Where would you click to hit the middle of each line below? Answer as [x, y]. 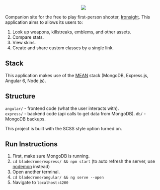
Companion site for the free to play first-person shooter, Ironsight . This [78, 17]
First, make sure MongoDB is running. [51, 156]
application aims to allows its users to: [44, 22]
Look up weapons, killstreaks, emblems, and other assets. [72, 32]
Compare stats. [28, 37]
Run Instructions [32, 144]
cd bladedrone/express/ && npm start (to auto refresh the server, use [84, 161]
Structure [20, 96]
